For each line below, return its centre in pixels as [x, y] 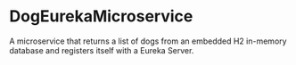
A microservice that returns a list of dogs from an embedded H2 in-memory [148, 41]
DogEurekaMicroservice [101, 16]
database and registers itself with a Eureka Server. [102, 50]
